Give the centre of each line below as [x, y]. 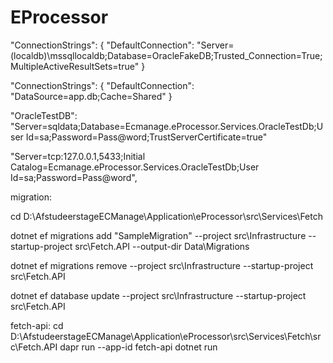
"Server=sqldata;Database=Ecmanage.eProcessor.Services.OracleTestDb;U [167, 126]
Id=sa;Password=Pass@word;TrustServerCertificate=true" [146, 137]
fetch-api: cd [37, 325]
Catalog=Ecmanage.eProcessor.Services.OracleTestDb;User [135, 167]
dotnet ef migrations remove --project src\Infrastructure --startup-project [162, 265]
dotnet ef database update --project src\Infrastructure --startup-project [158, 295]
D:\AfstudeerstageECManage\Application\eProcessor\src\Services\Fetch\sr [166, 336]
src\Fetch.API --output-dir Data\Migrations [162, 246]
